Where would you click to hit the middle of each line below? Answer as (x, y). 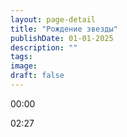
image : (24, 66)
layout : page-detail (53, 19)
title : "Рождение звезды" (64, 29)
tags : (21, 57)
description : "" (44, 47)
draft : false (37, 76)
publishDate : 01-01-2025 (62, 38)
